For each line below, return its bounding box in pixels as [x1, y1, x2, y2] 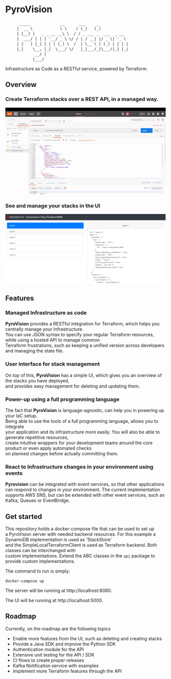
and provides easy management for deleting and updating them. [5, 383, 140, 389]
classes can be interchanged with [5, 547, 76, 553]
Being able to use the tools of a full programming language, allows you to [5, 418, 159, 424]
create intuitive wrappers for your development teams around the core [5, 440, 153, 446]
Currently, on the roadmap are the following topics [5, 626, 111, 632]
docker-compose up [5, 578, 44, 584]
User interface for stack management [5, 361, 100, 368]
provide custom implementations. [5, 558, 75, 564]
